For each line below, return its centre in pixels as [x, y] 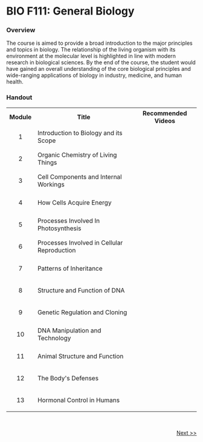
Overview [21, 30]
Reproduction [56, 250]
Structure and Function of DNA [81, 290]
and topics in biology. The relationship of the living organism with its [91, 50]
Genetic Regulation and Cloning [82, 312]
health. [15, 82]
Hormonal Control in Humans [78, 400]
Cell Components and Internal [79, 177]
